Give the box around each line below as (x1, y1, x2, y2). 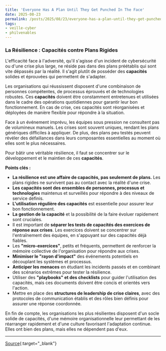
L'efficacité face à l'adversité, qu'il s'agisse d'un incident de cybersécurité (5, 58, 157, 64)
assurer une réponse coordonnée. (12, 301, 82, 307)
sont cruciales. (12, 217, 43, 223)
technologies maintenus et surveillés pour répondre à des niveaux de (12, 190, 155, 196)
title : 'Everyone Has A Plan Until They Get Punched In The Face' (5, 7, 145, 12)
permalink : (5, 16, 28, 21)
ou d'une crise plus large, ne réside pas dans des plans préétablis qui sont (5, 63, 157, 69)
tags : (5, 21, 16, 26)
